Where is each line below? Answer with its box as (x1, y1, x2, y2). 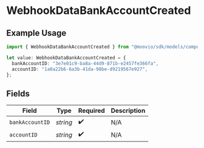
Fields (6, 89, 30, 99)
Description (110, 107, 146, 115)
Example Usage (6, 28, 67, 38)
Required (78, 107, 105, 115)
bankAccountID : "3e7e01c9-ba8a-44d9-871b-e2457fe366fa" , (12, 60, 159, 67)
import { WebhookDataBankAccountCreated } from (6, 44, 129, 50)
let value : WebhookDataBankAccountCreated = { (6, 55, 126, 61)
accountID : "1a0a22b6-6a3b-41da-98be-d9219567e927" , (12, 66, 148, 72)
